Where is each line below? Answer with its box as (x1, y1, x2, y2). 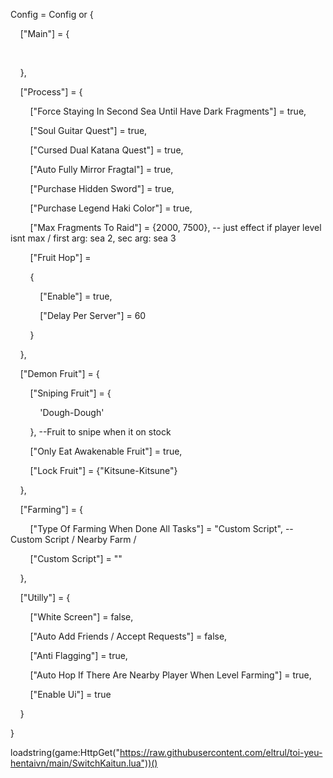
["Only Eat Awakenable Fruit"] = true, (29, 445, 183, 457)
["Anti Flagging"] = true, (29, 650, 128, 661)
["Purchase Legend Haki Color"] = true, (29, 202, 193, 214)
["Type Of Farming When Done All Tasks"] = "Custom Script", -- (29, 523, 294, 534)
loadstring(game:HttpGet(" (10, 747, 120, 758)
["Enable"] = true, (39, 290, 113, 302)
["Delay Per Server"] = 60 (39, 310, 147, 321)
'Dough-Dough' (39, 407, 105, 418)
